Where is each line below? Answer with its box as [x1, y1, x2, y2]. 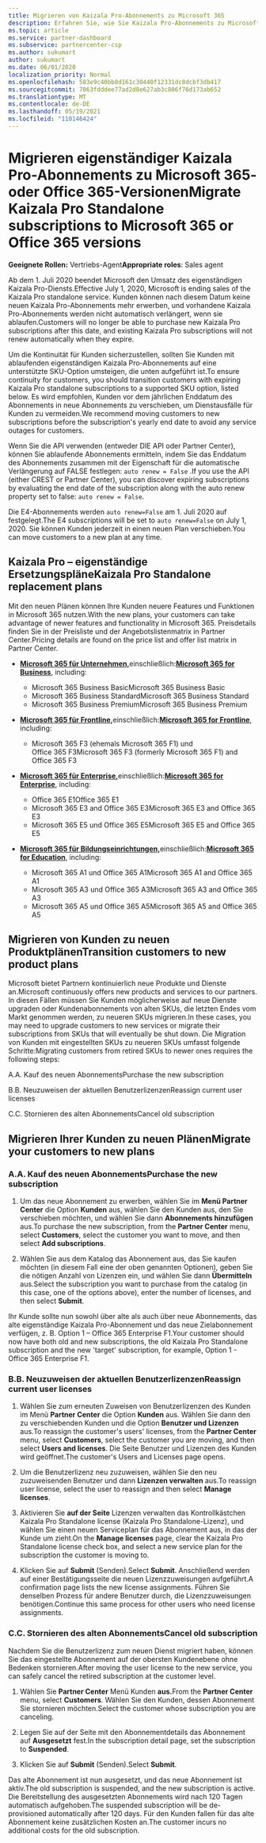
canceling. [19, 1712, 54, 1722]
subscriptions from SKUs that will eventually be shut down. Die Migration [8, 1029, 246, 1039]
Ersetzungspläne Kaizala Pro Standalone [8, 568, 211, 581]
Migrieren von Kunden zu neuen [8, 933, 170, 947]
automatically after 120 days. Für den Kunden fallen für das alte [48, 1808, 255, 1818]
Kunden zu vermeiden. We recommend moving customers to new [8, 408, 220, 418]
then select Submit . [19, 1296, 85, 1306]
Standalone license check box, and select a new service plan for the [19, 1542, 243, 1552]
